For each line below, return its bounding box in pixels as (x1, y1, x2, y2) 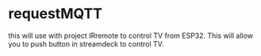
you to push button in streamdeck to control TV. (8, 39, 164, 48)
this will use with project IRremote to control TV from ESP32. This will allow (8, 31, 254, 40)
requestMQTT (8, 5, 103, 23)
